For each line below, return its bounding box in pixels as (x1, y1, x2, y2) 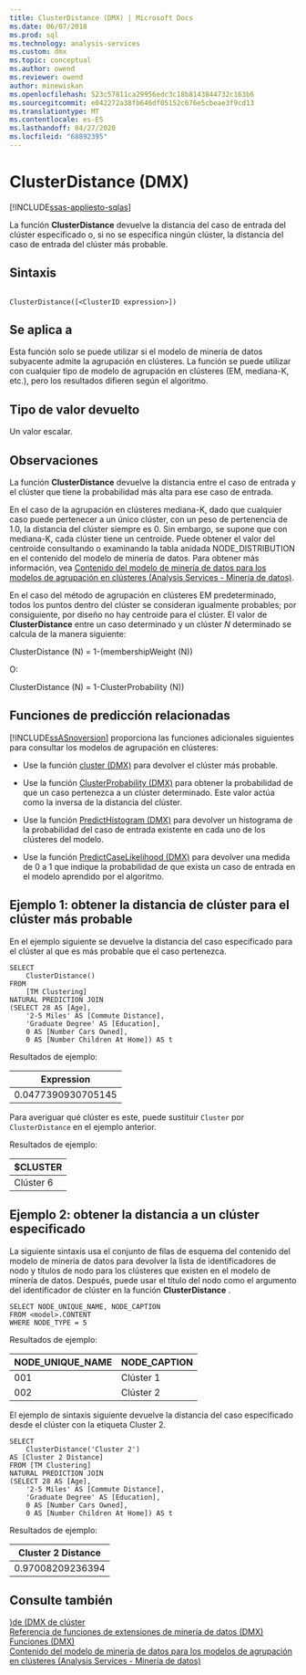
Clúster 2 (120, 1386, 161, 1398)
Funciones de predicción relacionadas (9, 708, 230, 724)
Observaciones (9, 453, 98, 468)
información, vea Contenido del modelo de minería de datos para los (9, 562, 267, 573)
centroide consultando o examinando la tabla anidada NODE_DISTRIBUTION (9, 543, 296, 554)
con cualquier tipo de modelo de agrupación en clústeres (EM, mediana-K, (9, 366, 290, 377)
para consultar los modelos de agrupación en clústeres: (9, 741, 219, 753)
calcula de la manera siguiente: (9, 629, 127, 640)
